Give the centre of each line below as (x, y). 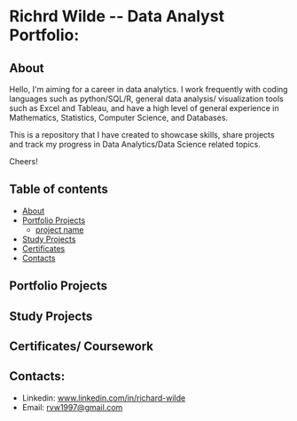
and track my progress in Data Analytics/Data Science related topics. (135, 144)
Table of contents (59, 190)
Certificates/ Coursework (81, 346)
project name (59, 229)
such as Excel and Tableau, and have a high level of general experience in (144, 108)
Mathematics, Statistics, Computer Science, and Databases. (119, 118)
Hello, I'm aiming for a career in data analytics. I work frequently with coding (148, 89)
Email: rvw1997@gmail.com (72, 407)
